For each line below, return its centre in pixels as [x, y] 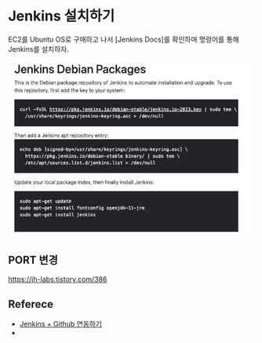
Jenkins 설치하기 [62, 16]
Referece [31, 304]
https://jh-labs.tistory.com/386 [58, 279]
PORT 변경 [33, 260]
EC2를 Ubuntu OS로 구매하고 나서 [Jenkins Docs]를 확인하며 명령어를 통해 [124, 39]
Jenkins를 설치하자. [38, 49]
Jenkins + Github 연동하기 [61, 324]
